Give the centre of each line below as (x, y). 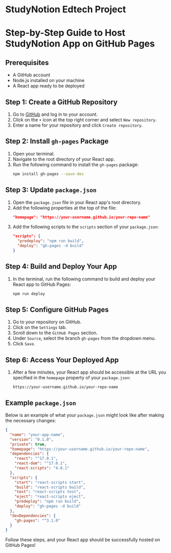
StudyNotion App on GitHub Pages (80, 44)
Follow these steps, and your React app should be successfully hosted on (83, 540)
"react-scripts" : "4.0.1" (42, 468)
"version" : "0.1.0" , (32, 439)
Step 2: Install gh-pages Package (57, 141)
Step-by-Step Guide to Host (65, 33)
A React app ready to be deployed (49, 86)
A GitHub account (31, 75)
